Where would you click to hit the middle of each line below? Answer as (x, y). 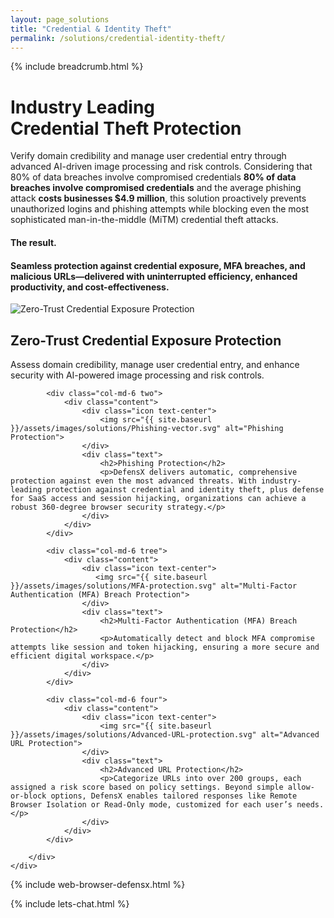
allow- (301, 787)
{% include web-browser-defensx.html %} (98, 884)
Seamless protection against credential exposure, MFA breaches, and (158, 265)
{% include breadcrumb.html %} (77, 67)
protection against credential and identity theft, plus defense (185, 489)
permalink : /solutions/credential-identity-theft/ (118, 38)
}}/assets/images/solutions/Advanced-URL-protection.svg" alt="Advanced (165, 734)
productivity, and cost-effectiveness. (90, 287)
